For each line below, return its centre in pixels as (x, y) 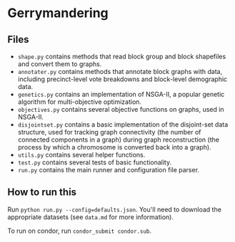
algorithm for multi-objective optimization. (79, 102)
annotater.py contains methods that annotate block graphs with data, (120, 72)
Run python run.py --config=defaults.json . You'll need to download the (114, 209)
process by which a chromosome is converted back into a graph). (115, 147)
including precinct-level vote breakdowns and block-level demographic (122, 79)
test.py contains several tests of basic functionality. (95, 162)
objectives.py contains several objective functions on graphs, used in (121, 109)
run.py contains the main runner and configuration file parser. (109, 170)
